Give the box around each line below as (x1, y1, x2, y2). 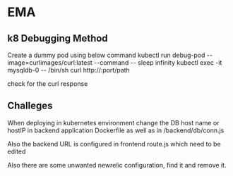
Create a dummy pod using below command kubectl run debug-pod (7, 51, 205, 59)
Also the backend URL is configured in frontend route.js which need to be (7, 139, 221, 148)
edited (7, 147, 26, 156)
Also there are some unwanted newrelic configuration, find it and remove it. (7, 161, 227, 169)
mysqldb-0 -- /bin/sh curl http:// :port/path (7, 66, 131, 74)
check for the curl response (7, 80, 88, 88)
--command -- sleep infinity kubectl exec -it (94, 58, 222, 67)
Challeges (7, 100, 53, 112)
